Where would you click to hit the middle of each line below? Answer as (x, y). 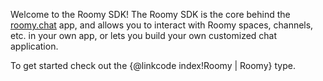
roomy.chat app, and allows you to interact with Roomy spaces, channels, (162, 25)
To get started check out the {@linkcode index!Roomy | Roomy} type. (153, 65)
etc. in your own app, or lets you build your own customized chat (144, 35)
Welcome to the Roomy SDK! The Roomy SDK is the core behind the (150, 14)
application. (34, 46)
